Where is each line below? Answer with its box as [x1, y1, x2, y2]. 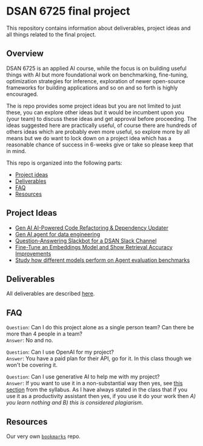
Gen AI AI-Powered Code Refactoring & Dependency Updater [15, 224, 168, 232]
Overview [6, 49, 44, 59]
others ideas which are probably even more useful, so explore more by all [6, 128, 190, 135]
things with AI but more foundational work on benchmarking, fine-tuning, [6, 71, 188, 78]
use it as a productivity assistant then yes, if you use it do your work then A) [6, 393, 196, 400]
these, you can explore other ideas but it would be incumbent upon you [6, 108, 185, 116]
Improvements [15, 250, 52, 257]
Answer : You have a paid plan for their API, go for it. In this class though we [6, 355, 192, 362]
